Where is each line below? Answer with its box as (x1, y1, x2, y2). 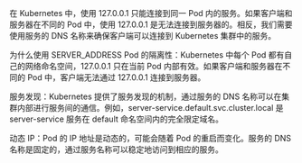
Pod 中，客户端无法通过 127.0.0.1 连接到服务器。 (26, 72, 206, 83)
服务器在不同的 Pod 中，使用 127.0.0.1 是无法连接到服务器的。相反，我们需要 (9, 19, 293, 30)
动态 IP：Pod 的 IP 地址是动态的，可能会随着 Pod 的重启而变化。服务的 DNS (9, 133, 292, 143)
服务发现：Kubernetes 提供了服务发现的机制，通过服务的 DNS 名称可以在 (9, 91, 282, 102)
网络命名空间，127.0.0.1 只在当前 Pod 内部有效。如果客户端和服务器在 (24, 61, 283, 71)
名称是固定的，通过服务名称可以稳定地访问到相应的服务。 (9, 144, 223, 155)
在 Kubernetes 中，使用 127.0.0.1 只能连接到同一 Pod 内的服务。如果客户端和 (9, 8, 293, 18)
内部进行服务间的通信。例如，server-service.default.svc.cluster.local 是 (16, 103, 284, 113)
